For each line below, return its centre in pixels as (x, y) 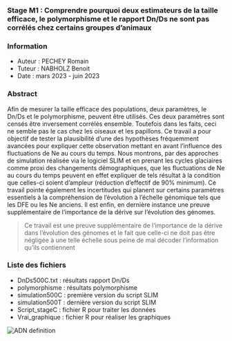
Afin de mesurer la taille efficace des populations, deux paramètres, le (107, 109)
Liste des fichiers (37, 265)
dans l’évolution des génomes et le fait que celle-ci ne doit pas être (119, 232)
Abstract (22, 94)
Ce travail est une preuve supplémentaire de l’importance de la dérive (123, 225)
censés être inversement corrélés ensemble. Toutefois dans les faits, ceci (112, 124)
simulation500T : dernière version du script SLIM (87, 302)
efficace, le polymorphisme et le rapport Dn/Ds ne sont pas (108, 19)
